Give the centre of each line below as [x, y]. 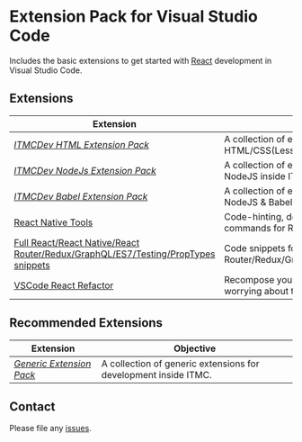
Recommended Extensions [86, 323]
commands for [255, 228]
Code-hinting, [254, 216]
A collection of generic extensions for [180, 364]
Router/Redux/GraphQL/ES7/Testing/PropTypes [115, 254]
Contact [32, 406]
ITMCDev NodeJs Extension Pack [85, 170]
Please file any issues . [50, 428]
